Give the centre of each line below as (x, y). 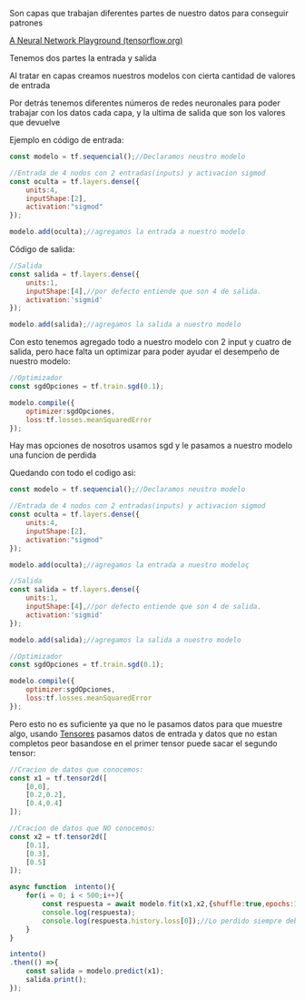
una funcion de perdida (53, 455)
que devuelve (35, 122)
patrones (26, 23)
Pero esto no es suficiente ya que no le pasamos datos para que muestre (146, 723)
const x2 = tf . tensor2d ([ (58, 836)
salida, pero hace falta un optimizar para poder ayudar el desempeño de (144, 352)
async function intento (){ (63, 887)
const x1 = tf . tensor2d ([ (58, 778)
